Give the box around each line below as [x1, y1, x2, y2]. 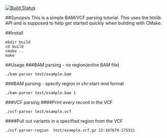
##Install [5, 30, 24, 36]
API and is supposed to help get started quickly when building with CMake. [5, 20, 162, 26]
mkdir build [5, 40, 30, 45]
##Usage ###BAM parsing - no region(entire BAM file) [5, 62, 120, 68]
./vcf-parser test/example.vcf [5, 109, 72, 114]
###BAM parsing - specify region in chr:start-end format [5, 81, 124, 86]
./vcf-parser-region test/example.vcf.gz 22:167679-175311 [5, 128, 136, 133]
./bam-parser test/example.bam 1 [5, 90, 76, 95]
